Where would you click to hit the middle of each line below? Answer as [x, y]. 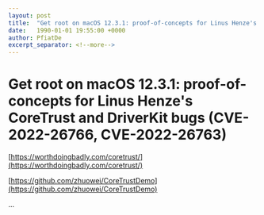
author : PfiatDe [35, 38]
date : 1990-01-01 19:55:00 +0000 [67, 30]
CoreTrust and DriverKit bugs [107, 118]
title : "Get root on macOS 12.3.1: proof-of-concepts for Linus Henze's [133, 23]
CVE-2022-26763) [164, 135]
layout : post [30, 15]
